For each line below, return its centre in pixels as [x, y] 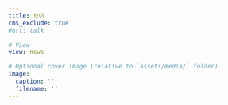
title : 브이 [27, 16]
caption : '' [35, 81]
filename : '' [37, 88]
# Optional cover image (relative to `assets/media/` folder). [115, 67]
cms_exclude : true [39, 23]
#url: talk [26, 30]
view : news [26, 52]
